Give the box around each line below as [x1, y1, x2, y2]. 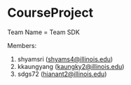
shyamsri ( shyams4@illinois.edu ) [17, 54, 113, 63]
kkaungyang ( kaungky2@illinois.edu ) [17, 62, 125, 70]
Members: [7, 41, 37, 49]
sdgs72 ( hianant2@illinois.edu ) [17, 70, 107, 78]
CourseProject [7, 5, 94, 21]
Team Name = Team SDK [7, 28, 81, 36]
